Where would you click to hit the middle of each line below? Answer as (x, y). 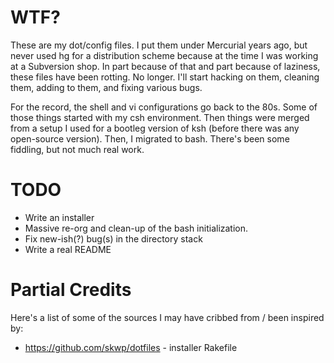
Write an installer (59, 217)
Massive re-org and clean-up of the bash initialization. (136, 228)
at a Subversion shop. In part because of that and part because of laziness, (165, 66)
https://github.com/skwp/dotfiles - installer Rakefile (131, 347)
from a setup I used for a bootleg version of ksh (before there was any (155, 128)
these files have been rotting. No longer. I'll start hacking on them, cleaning (165, 77)
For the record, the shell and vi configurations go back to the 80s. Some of (164, 107)
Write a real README (68, 249)
